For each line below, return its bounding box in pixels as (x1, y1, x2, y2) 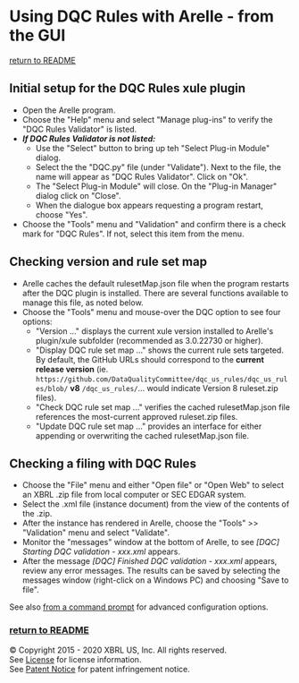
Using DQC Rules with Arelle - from (9, 6, 275, 27)
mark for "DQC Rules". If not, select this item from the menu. (21, 228, 245, 239)
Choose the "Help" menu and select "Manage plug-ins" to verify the (21, 114, 273, 124)
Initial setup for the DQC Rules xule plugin (9, 81, 246, 96)
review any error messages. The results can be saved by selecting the (21, 566, 281, 576)
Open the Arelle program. (21, 105, 116, 115)
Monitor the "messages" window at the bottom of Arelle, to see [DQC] (21, 537, 279, 548)
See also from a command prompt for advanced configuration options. (9, 602, 270, 612)
